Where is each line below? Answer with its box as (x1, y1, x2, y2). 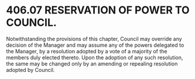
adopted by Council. (6, 66, 55, 73)
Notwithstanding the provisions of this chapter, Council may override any (6, 35, 183, 42)
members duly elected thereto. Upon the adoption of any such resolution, (6, 54, 183, 61)
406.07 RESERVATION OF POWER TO (6, 4, 190, 17)
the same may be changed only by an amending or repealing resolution (6, 60, 178, 67)
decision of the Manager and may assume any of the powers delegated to (6, 42, 184, 49)
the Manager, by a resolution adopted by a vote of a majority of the (6, 47, 168, 54)
